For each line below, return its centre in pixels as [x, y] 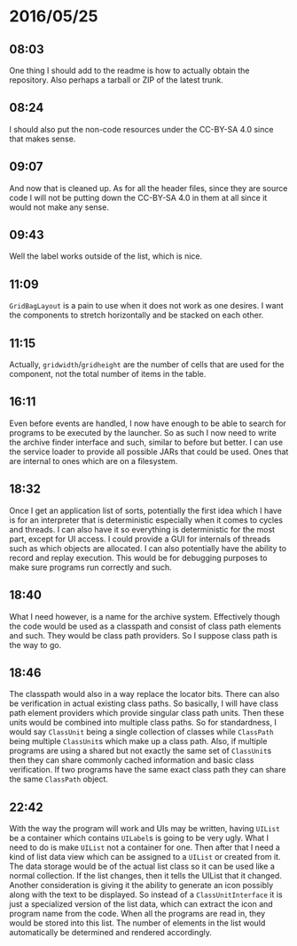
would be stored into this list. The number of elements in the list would [137, 923]
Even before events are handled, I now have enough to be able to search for [148, 423]
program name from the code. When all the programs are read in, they [137, 914]
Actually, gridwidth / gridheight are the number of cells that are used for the [147, 365]
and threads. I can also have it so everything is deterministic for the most [142, 529]
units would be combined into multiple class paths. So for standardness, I [143, 723]
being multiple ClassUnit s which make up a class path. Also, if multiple [138, 742]
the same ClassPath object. [59, 779]
